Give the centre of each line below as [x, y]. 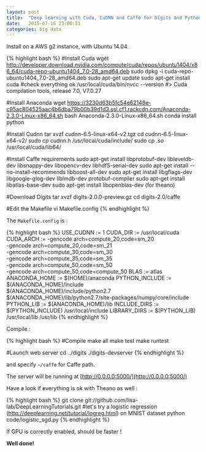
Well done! [21, 443]
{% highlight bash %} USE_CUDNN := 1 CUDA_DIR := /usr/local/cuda [93, 233]
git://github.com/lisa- [112, 400]
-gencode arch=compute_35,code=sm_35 [59, 258]
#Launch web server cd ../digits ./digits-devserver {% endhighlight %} [95, 353]
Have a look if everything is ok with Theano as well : [72, 388]
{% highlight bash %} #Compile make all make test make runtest [88, 341]
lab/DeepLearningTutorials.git [44, 407]
